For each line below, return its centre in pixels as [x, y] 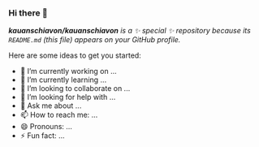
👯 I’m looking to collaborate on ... [75, 89]
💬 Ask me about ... [51, 106]
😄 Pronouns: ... [46, 127]
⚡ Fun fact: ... [42, 136]
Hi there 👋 [28, 13]
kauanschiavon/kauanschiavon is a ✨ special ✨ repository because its [130, 31]
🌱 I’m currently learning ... [63, 80]
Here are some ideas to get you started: [75, 55]
